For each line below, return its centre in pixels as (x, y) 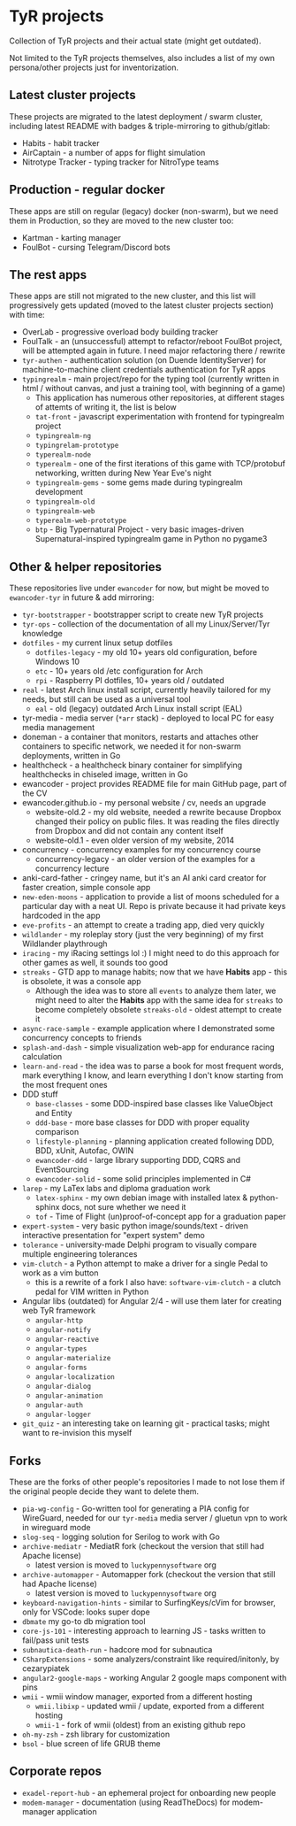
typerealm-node (63, 455)
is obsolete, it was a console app (81, 982)
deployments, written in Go (71, 756)
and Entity (53, 1113)
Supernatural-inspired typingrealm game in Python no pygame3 (151, 539)
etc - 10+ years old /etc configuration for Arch (119, 671)
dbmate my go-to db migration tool (83, 1621)
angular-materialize (73, 1359)
